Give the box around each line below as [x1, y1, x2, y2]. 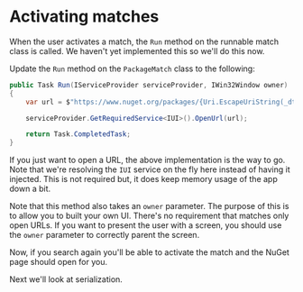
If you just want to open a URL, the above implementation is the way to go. [9, 155, 286, 166]
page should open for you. [9, 257, 108, 268]
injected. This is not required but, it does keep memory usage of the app [9, 174, 278, 185]
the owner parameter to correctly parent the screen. [9, 230, 200, 241]
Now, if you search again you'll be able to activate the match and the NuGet [9, 247, 290, 258]
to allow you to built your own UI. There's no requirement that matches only [9, 210, 289, 222]
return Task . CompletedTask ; [25, 130, 131, 139]
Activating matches [9, 6, 160, 27]
